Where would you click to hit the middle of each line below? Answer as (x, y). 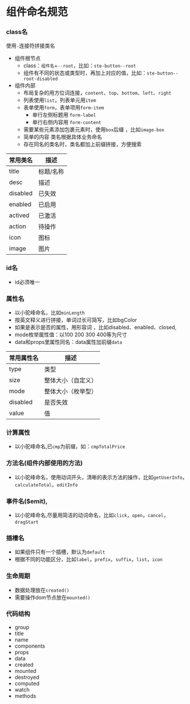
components (30, 646)
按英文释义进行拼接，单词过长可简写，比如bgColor (76, 320)
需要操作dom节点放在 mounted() (52, 597)
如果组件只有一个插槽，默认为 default (60, 552)
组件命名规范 (37, 12)
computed (27, 683)
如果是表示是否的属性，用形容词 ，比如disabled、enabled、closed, (96, 328)
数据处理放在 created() (42, 590)
